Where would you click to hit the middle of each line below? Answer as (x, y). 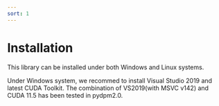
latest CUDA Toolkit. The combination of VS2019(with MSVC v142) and (108, 88)
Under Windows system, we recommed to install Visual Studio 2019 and (110, 80)
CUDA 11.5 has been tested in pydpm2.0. (65, 95)
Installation (40, 47)
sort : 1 (18, 14)
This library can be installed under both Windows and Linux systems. (106, 67)
